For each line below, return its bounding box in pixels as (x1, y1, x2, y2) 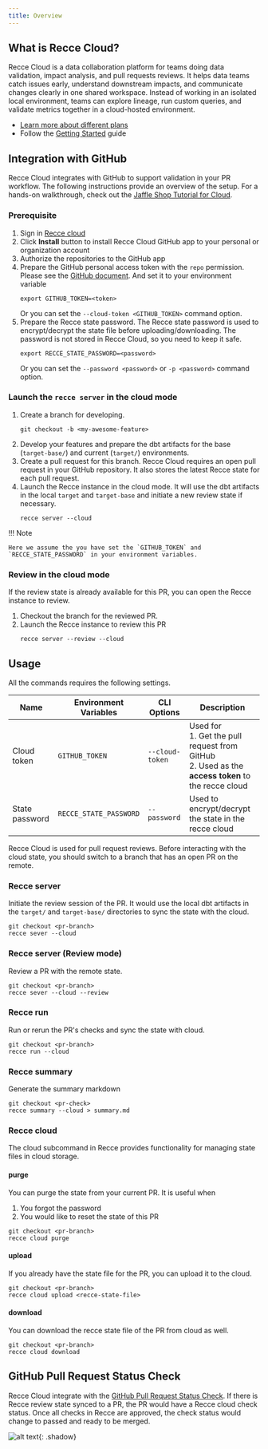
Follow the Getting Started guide (19, 129, 127, 138)
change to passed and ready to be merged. (8, 1416, 151, 1426)
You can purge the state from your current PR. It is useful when (8, 1187, 216, 1198)
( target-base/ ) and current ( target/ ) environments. (19, 448, 190, 457)
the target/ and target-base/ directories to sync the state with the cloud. (8, 907, 250, 917)
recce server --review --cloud (19, 635, 124, 643)
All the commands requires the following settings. (8, 678, 171, 687)
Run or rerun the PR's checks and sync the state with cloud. (8, 1025, 205, 1035)
